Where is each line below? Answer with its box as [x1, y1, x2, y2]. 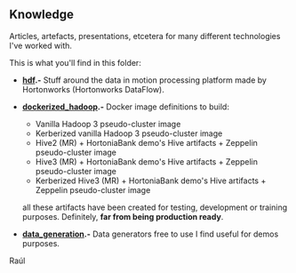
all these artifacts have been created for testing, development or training [21, 202, 288, 213]
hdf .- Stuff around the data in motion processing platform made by [21, 75, 267, 85]
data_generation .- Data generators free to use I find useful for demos [21, 229, 279, 239]
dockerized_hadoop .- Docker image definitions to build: [21, 101, 229, 112]
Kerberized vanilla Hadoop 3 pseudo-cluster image [35, 128, 223, 139]
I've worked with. [9, 40, 73, 51]
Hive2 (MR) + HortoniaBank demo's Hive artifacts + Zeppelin [35, 137, 258, 148]
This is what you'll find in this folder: [9, 57, 142, 68]
